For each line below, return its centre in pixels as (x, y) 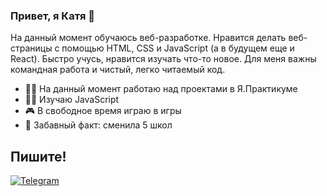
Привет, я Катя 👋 (53, 16)
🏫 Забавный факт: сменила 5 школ (98, 125)
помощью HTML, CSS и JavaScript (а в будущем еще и (178, 48)
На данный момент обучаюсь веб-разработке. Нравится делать (148, 38)
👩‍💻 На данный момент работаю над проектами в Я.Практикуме (161, 89)
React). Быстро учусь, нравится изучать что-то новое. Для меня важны (163, 59)
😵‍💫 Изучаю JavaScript (72, 100)
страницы (31, 48)
